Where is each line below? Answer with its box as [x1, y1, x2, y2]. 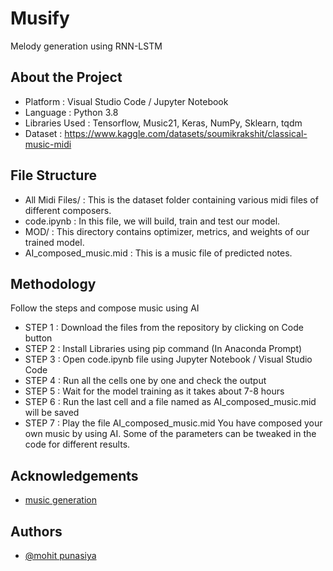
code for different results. [24, 438, 131, 451]
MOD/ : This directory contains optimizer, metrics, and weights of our [24, 225, 310, 237]
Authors [10, 523, 63, 540]
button [24, 332, 53, 344]
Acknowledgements [10, 467, 139, 484]
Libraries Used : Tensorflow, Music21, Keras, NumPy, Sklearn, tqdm [24, 117, 303, 129]
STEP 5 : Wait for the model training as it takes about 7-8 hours [24, 385, 285, 397]
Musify [10, 7, 70, 30]
